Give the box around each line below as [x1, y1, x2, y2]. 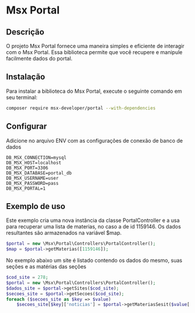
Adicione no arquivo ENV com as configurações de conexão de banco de [6, 137, 183, 144]
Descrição [6, 27, 45, 37]
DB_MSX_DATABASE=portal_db [6, 170, 72, 176]
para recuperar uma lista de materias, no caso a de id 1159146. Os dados [6, 223, 182, 230]
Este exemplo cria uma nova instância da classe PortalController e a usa [6, 217, 180, 224]
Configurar [6, 122, 47, 132]
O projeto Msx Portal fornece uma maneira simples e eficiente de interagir [6, 42, 184, 49]
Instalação [6, 72, 46, 82]
